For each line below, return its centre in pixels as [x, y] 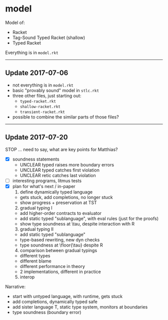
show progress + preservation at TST [58, 202]
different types [35, 255]
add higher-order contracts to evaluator [60, 213]
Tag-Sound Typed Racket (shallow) [49, 37]
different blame [35, 261]
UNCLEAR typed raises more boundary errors [67, 164]
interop [27, 277]
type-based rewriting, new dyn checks [60, 239]
